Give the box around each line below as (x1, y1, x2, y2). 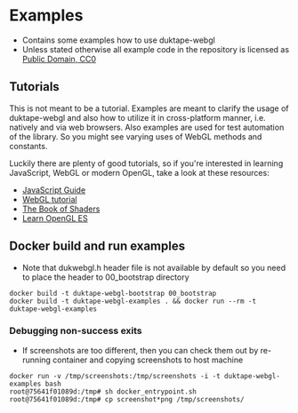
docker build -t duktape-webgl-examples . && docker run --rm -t (9, 297, 256, 306)
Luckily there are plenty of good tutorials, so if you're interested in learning (9, 157, 284, 169)
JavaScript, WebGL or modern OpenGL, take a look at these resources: (9, 167, 270, 178)
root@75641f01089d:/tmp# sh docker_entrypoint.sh (9, 387, 197, 396)
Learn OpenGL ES (21, 212, 88, 223)
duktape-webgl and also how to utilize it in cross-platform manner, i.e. (9, 112, 266, 123)
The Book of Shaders (21, 203, 101, 214)
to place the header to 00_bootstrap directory (21, 272, 189, 282)
